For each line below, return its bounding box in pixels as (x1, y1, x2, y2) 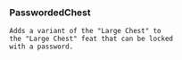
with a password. (9, 42, 74, 51)
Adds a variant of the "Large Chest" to (9, 27, 162, 36)
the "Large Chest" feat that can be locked (9, 34, 174, 44)
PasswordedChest (9, 6, 91, 19)
